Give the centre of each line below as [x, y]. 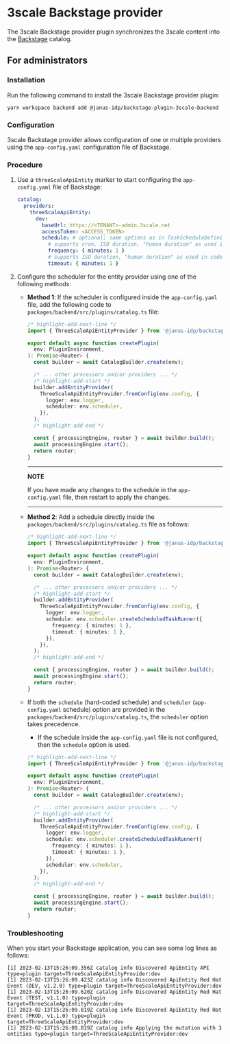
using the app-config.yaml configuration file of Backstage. [89, 147]
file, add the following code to [69, 304]
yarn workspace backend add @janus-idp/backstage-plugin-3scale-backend [113, 108]
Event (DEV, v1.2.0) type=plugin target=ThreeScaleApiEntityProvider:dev [115, 986]
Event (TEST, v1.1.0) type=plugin [56, 998]
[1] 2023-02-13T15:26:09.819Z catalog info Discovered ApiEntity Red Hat [115, 1010]
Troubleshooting [35, 933]
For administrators [47, 61]
